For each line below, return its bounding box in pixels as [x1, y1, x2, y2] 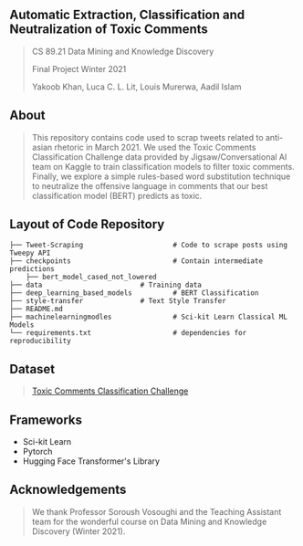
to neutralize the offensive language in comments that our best [31, 180, 268, 191]
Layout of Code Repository [9, 216, 165, 232]
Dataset [9, 361, 56, 377]
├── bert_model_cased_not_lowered [26, 273, 157, 282]
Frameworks [9, 412, 83, 427]
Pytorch [22, 446, 53, 457]
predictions [9, 265, 55, 274]
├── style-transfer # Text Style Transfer [9, 297, 226, 306]
